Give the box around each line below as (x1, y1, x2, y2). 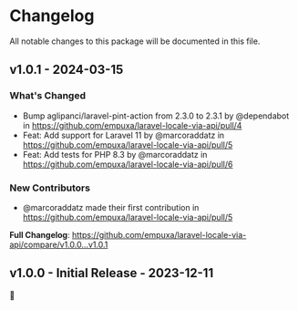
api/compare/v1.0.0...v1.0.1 (9, 239, 108, 250)
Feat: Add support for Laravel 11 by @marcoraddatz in (22, 129, 225, 140)
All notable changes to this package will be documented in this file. (9, 36, 261, 46)
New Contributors (9, 181, 91, 194)
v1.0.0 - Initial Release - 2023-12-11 (9, 265, 214, 281)
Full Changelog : (9, 229, 70, 240)
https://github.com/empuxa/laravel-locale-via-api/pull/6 (22, 159, 233, 170)
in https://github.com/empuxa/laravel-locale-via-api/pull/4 (22, 119, 242, 130)
